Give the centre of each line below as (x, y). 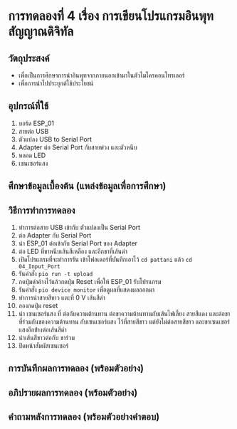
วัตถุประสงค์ (29, 58)
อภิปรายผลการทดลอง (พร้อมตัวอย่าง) (73, 392)
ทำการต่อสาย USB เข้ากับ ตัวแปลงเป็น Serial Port (79, 228)
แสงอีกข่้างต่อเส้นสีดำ (42, 330)
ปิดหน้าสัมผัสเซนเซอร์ (43, 346)
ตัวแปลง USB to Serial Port (55, 139)
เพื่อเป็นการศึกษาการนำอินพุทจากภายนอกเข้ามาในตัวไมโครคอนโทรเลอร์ (101, 75)
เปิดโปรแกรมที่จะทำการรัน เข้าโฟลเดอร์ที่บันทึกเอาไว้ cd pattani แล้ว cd (105, 260)
